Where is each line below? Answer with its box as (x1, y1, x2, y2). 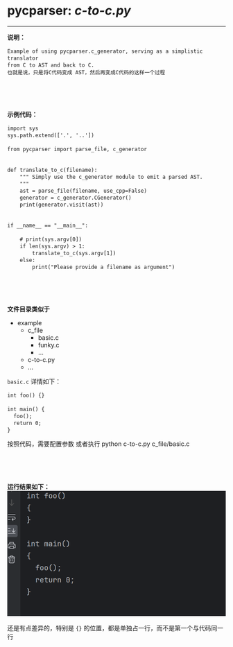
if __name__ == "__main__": (7, 222, 89, 229)
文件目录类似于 (7, 304, 50, 313)
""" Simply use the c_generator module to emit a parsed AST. (19, 173, 203, 180)
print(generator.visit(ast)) (19, 201, 104, 208)
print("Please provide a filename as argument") (32, 264, 175, 270)
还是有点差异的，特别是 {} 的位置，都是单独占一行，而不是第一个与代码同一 (7, 623, 224, 632)
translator (7, 55, 39, 62)
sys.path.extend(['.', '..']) (7, 132, 95, 139)
